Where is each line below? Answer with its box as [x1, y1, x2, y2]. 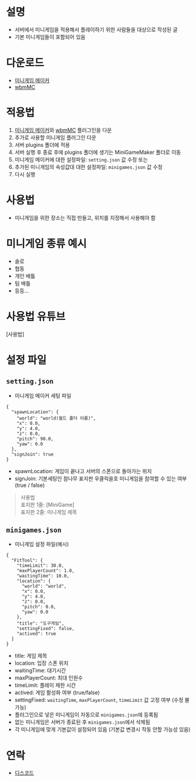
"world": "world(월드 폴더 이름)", [16, 415, 96, 421]
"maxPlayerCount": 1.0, [16, 568, 75, 574]
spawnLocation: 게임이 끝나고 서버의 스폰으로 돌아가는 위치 [14, 467, 152, 474]
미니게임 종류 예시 [6, 237, 87, 250]
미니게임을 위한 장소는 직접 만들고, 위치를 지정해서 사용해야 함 [14, 214, 156, 221]
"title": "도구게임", [16, 621, 65, 626]
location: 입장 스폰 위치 [14, 659, 69, 666]
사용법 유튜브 [6, 310, 66, 323]
